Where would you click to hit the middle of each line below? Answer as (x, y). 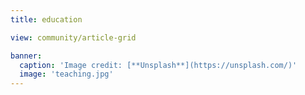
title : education (46, 19)
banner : (26, 56)
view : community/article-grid (73, 37)
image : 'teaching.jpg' (66, 74)
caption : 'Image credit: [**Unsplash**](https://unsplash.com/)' (158, 65)
